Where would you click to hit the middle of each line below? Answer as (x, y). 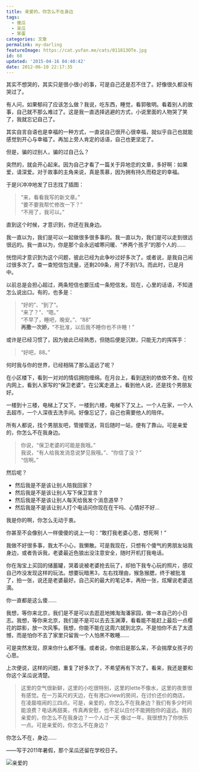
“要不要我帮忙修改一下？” (52, 205)
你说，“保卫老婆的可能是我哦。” (58, 445)
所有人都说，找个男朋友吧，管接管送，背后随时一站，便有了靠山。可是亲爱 (97, 425)
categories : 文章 (27, 39)
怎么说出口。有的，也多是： (40, 292)
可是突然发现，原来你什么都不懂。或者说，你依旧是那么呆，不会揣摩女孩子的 (99, 648)
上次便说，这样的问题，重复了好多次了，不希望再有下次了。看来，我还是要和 (99, 668)
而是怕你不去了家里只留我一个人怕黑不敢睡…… (73, 635)
